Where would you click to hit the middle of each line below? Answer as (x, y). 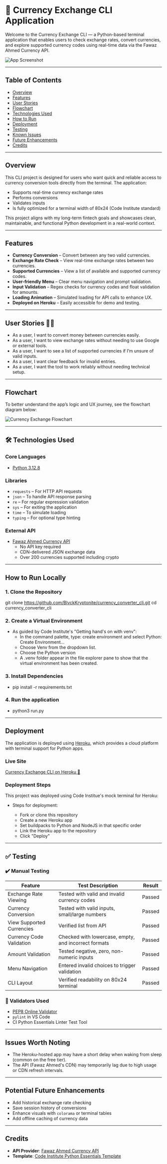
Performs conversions (35, 197)
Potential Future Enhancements (55, 1091)
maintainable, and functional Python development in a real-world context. (80, 223)
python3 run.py (28, 711)
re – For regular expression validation (50, 502)
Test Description (98, 886)
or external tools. (30, 346)
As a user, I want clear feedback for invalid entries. (64, 361)
